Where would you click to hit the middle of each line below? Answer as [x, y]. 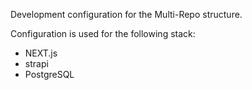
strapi [36, 63]
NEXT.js [41, 53]
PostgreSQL [49, 74]
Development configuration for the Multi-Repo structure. [126, 14]
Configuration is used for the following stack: [103, 33]
